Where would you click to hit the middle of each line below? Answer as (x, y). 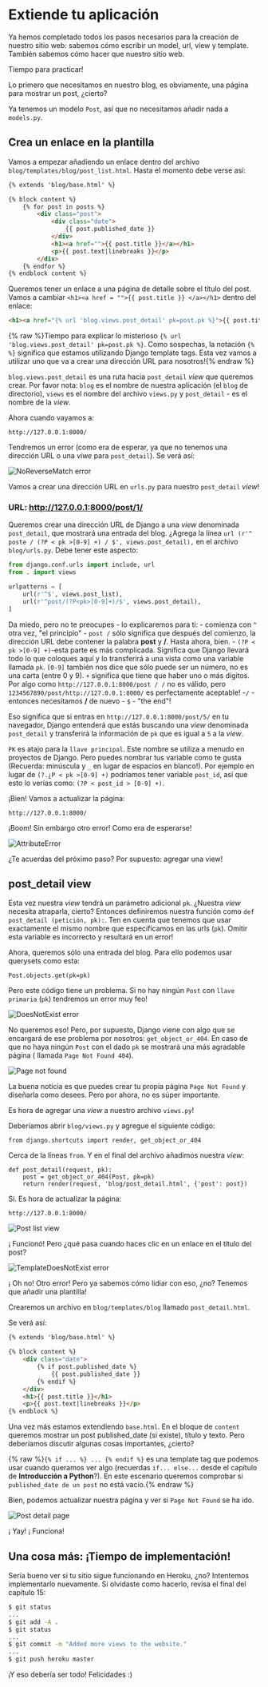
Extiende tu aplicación (84, 15)
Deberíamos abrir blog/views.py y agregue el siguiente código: (112, 1126)
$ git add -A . (33, 1622)
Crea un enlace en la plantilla (81, 143)
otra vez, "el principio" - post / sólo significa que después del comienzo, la (132, 632)
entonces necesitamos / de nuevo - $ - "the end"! (90, 700)
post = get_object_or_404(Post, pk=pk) (89, 1177)
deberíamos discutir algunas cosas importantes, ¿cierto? (101, 1444)
